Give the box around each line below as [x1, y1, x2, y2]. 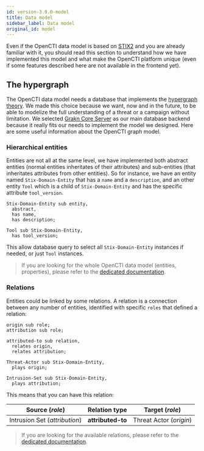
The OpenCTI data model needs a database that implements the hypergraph [6, 95, 198, 103]
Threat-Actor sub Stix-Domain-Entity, [6, 359, 105, 365]
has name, [12, 212, 37, 218]
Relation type [87, 405, 127, 414]
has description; [12, 217, 56, 223]
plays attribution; [12, 380, 62, 387]
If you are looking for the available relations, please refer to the [21, 431, 179, 438]
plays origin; [12, 364, 47, 371]
